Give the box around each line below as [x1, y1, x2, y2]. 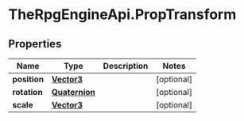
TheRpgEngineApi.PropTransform [8, 6, 237, 24]
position [12, 74, 45, 85]
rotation [12, 87, 44, 97]
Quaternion [51, 87, 95, 97]
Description [103, 61, 149, 71]
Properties [8, 37, 62, 51]
